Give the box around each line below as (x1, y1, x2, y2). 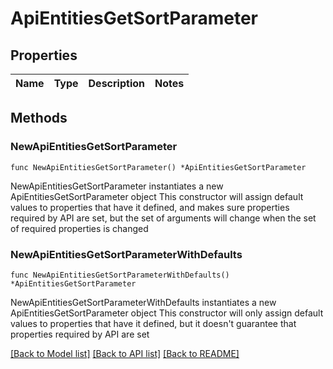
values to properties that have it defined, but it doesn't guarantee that (10, 317, 297, 329)
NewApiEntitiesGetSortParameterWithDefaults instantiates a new (10, 296, 277, 308)
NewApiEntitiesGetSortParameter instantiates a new (10, 180, 224, 192)
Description (88, 77, 145, 90)
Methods (10, 110, 68, 127)
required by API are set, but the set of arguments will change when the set (10, 212, 317, 224)
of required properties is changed (10, 222, 149, 234)
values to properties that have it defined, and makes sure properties (10, 201, 290, 213)
